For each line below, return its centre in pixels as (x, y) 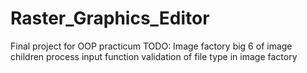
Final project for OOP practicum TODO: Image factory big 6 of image (151, 46)
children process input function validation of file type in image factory (154, 56)
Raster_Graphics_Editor (110, 18)
